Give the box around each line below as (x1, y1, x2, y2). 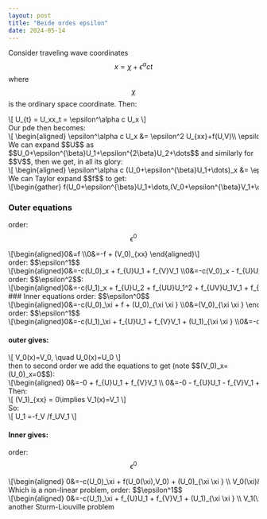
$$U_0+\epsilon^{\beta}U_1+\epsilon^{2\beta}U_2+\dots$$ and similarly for (8, 149, 254, 158)
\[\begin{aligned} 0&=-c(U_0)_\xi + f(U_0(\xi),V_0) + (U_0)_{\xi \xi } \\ (8, 477, 231, 486)
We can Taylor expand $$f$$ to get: (8, 174, 127, 184)
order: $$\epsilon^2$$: (8, 274, 84, 284)
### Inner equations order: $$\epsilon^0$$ (8, 291, 150, 300)
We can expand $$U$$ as (8, 140, 94, 149)
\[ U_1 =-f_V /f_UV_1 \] (8, 412, 77, 421)
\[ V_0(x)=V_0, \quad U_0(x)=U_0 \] (8, 353, 122, 362)
